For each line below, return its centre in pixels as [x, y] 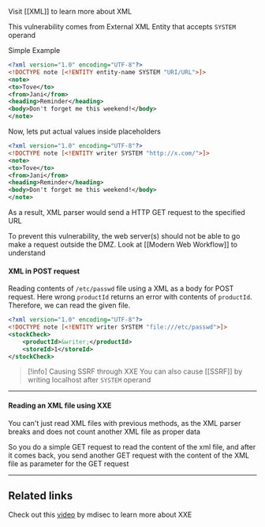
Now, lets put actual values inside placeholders [85, 131]
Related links [41, 496]
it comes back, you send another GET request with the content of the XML [129, 455]
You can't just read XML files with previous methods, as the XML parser [125, 423]
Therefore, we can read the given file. [69, 305]
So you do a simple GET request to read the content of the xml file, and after [132, 446]
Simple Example [34, 50]
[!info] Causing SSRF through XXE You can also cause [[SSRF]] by [135, 371]
